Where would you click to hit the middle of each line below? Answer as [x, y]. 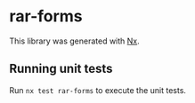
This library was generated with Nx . [74, 41]
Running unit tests [61, 69]
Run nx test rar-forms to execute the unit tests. [98, 90]
